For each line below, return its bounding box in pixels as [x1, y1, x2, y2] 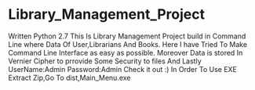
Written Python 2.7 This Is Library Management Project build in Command [8, 31, 246, 41]
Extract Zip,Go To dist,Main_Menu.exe [8, 73, 131, 82]
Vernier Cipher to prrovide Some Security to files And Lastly [8, 56, 202, 66]
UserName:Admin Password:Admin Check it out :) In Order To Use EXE [8, 64, 238, 74]
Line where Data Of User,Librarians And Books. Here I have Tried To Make [8, 39, 248, 49]
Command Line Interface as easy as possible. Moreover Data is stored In [8, 48, 243, 57]
